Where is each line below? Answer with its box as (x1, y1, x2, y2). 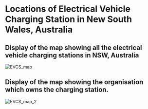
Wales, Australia (5, 24, 73, 35)
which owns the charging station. (5, 86, 109, 94)
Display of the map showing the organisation (5, 78, 144, 86)
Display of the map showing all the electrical (5, 43, 142, 52)
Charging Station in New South (5, 14, 132, 25)
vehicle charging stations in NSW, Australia (5, 51, 139, 59)
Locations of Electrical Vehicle (5, 3, 130, 15)
